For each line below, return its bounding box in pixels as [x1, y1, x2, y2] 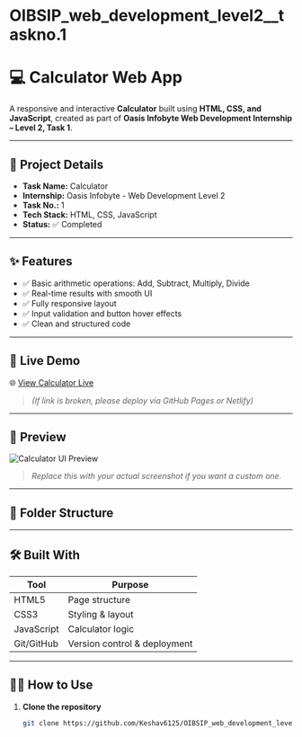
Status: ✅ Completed [22, 218, 102, 229]
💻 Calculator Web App [9, 67, 182, 88]
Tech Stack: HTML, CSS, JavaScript [22, 209, 157, 220]
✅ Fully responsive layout [22, 297, 117, 308]
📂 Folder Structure [9, 505, 114, 520]
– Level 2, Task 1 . [9, 122, 74, 133]
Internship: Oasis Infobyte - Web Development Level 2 [22, 190, 226, 200]
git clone [22, 718, 60, 728]
